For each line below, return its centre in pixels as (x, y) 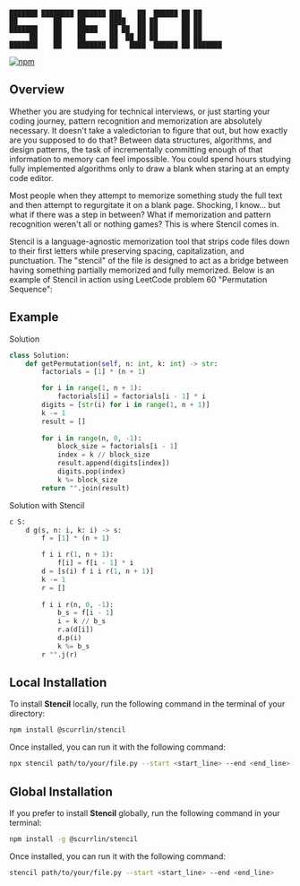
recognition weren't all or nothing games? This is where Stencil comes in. (144, 224)
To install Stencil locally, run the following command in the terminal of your (147, 704)
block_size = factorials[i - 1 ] (117, 447)
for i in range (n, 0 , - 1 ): (92, 438)
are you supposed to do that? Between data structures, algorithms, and (141, 140)
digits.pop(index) (91, 472)
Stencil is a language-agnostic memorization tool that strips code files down (150, 241)
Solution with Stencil (47, 505)
